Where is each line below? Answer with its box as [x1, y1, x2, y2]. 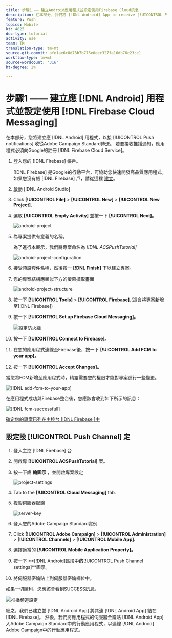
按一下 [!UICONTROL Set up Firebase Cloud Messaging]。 [13, 314, 139, 320]
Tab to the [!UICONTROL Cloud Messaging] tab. [13, 489, 116, 495]
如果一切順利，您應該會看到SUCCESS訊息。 [6, 586, 99, 592]
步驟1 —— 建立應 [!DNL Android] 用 [6, 93, 156, 104]
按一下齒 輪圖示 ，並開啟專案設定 [13, 469, 83, 475]
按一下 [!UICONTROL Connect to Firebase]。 [13, 336, 110, 342]
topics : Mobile [6, 22, 38, 27]
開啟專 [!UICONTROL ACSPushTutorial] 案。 [13, 458, 108, 464]
